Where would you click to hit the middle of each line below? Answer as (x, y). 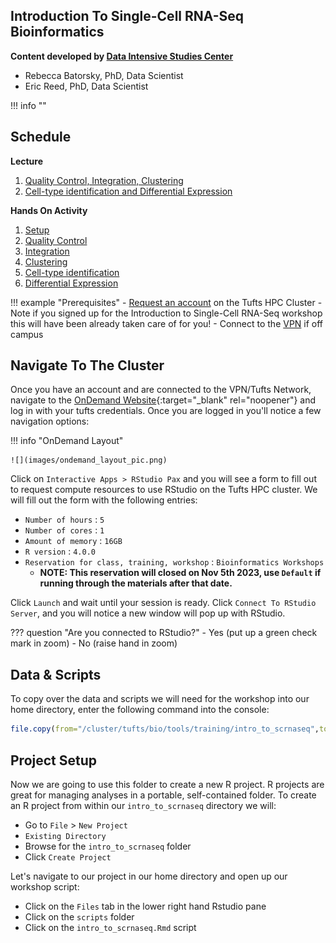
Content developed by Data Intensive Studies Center (122, 56)
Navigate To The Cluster (87, 365)
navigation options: (50, 421)
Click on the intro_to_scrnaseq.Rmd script (110, 927)
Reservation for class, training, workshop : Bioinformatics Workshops (174, 562)
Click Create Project (68, 856)
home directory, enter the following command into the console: (140, 710)
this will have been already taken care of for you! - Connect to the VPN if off (167, 323)
